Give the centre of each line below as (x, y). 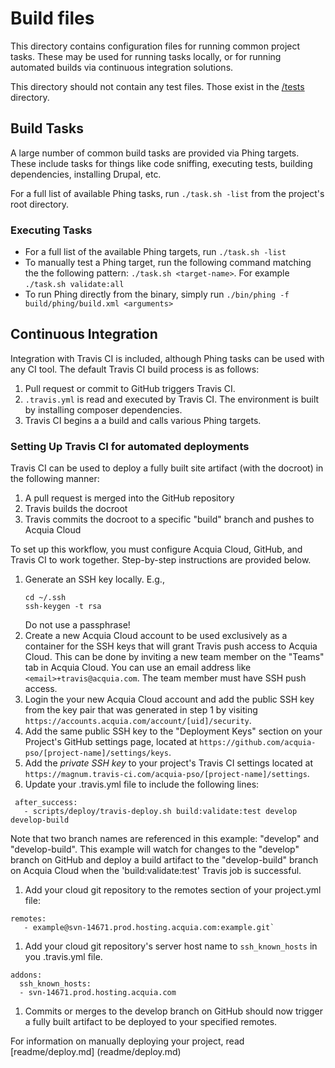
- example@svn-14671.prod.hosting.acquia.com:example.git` (149, 928)
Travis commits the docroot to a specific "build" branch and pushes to (169, 519)
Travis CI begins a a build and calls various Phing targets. (143, 420)
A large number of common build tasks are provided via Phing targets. (155, 153)
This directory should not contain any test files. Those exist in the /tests (157, 86)
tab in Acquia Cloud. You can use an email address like (138, 668)
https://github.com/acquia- (258, 743)
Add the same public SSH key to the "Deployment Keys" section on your (173, 731)
